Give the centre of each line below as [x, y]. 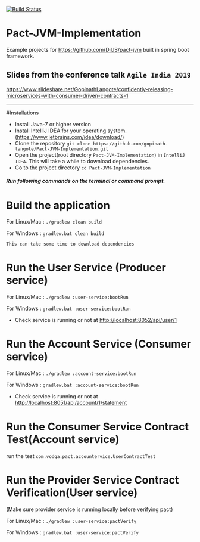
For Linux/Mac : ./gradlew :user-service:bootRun [68, 297]
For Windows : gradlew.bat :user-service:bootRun [68, 309]
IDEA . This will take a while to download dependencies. [82, 161]
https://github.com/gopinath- [131, 144]
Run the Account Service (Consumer [99, 344]
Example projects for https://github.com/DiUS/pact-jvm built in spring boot [98, 49]
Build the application [58, 205]
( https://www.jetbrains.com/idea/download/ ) [69, 137]
